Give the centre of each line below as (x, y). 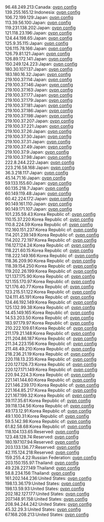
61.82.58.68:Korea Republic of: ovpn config (48, 426)
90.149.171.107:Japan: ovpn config (38, 209)
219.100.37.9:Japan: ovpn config (37, 152)
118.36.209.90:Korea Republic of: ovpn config (50, 261)
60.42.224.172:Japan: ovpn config (39, 199)
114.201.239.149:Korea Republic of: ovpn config (52, 235)
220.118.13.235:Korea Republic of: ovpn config (51, 359)
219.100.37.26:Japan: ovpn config (38, 131)
